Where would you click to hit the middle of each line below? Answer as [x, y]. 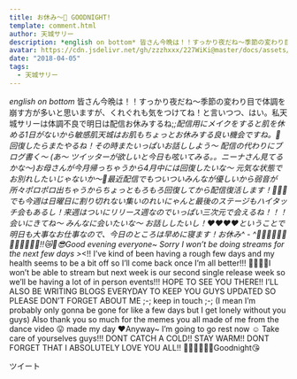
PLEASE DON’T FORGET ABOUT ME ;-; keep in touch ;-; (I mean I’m [133, 300]
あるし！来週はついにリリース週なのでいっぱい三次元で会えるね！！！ [160, 212]
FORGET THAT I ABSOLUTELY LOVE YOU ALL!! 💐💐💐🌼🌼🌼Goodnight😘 [135, 347]
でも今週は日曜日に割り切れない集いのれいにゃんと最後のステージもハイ [141, 201]
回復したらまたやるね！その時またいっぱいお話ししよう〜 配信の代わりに [142, 145]
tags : [19, 67]
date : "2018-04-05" [45, 58]
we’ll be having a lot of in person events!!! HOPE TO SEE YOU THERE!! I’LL [144, 282]
